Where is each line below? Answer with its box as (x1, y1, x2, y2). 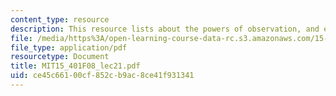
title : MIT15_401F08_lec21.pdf (10, 61, 141, 71)
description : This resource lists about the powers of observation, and (10, 24, 320, 34)
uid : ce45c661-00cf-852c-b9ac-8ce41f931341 (10, 71, 195, 81)
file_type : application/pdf (10, 42, 128, 53)
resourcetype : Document (10, 52, 110, 62)
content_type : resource (10, 14, 110, 25)
